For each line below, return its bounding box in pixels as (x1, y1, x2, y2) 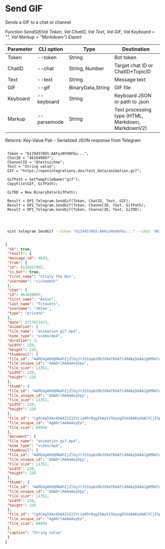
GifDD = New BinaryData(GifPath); (7, 190, 78, 195)
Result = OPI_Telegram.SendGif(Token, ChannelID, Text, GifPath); (7, 203, 146, 208)
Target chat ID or (114, 62, 153, 69)
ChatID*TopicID (114, 68, 151, 75)
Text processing (114, 106, 152, 113)
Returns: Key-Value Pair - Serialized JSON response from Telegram (5, 137, 141, 143)
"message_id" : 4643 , (7, 256, 50, 261)
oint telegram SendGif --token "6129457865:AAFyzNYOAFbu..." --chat (7, 229, 151, 234)
